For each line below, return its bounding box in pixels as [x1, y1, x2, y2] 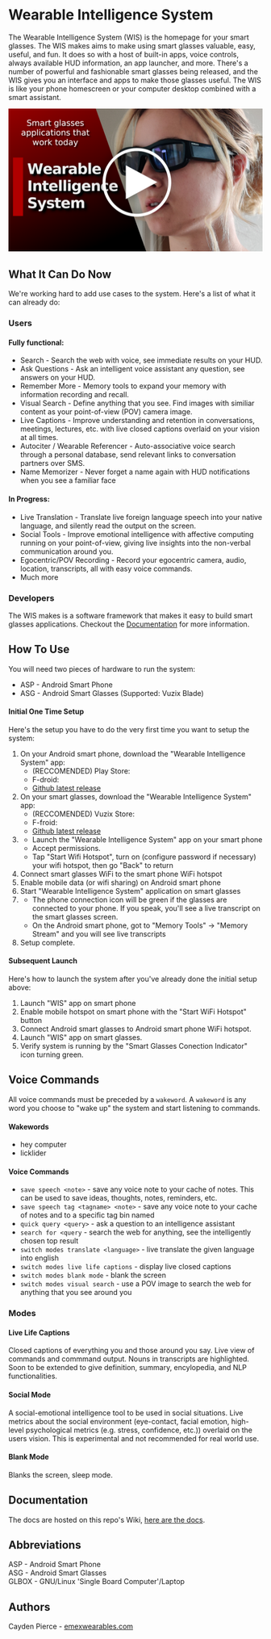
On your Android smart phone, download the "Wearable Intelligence [19, 748, 246, 758]
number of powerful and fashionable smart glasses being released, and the [8, 66, 258, 76]
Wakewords [8, 1121, 50, 1131]
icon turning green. [19, 1050, 84, 1059]
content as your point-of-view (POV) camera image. [19, 407, 193, 417]
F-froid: [31, 817, 58, 827]
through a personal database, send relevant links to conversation [19, 450, 236, 459]
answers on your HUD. [19, 373, 95, 383]
